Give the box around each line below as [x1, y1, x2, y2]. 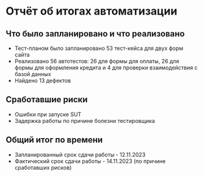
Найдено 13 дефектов [14, 77, 71, 84]
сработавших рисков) [14, 164, 72, 171]
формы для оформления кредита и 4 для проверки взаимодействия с [14, 64, 198, 71]
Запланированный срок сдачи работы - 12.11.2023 [14, 151, 146, 158]
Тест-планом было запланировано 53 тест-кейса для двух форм [14, 44, 184, 52]
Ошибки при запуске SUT [14, 111, 82, 118]
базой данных [14, 71, 51, 77]
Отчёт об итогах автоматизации [5, 4, 178, 18]
